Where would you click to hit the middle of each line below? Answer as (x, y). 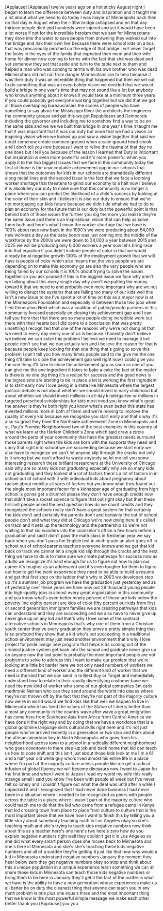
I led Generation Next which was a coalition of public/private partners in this (81, 307)
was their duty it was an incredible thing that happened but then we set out (80, 79)
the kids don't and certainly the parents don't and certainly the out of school (81, 515)
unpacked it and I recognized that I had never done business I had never (77, 789)
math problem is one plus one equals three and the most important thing (77, 893)
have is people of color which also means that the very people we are (74, 261)
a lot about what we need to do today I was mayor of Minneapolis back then (81, 17)
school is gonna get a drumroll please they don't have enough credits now (79, 494)
